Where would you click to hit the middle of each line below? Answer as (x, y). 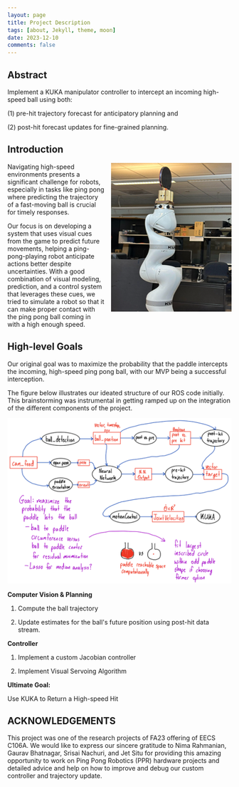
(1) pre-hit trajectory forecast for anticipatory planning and (93, 113)
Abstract (27, 75)
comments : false (31, 45)
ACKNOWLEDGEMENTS (62, 721)
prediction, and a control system (55, 286)
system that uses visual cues (50, 233)
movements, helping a (40, 249)
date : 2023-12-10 (33, 38)
